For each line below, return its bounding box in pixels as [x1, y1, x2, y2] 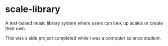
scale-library [5, 3, 60, 15]
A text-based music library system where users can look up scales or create [5, 20, 163, 26]
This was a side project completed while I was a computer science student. [5, 35, 161, 41]
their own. [5, 25, 26, 31]
